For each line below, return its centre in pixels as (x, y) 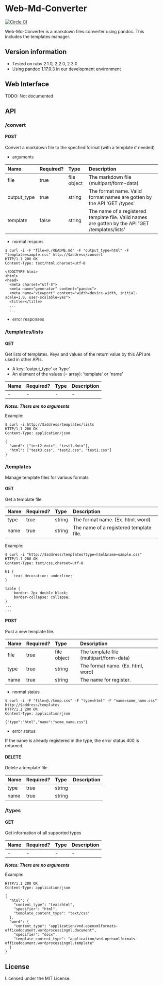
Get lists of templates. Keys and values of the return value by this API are (78, 354)
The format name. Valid (115, 191)
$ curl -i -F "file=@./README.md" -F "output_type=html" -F (67, 251)
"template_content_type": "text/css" (52, 913)
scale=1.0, (16, 298)
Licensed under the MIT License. (38, 978)
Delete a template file (26, 768)
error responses (28, 319)
